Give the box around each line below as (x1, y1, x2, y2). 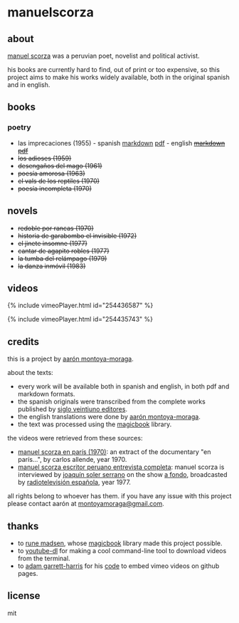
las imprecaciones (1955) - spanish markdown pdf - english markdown (17, 138, 225, 147)
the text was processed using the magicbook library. (17, 420, 172, 428)
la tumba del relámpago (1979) (17, 254, 107, 262)
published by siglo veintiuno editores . (17, 405, 128, 413)
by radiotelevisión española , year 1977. (17, 478, 132, 487)
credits (7, 336, 40, 348)
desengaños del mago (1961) (17, 161, 102, 170)
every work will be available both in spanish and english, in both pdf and (17, 382, 230, 391)
